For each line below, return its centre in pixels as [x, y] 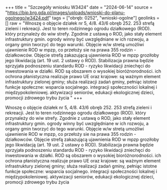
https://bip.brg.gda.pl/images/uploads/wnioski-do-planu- [66, 13]
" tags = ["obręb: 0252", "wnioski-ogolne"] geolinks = [104, 18]
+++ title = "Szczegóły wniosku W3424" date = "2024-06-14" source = [79, 7]
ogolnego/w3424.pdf [27, 18]
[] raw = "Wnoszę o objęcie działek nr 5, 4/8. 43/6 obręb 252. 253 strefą [80, 23]
